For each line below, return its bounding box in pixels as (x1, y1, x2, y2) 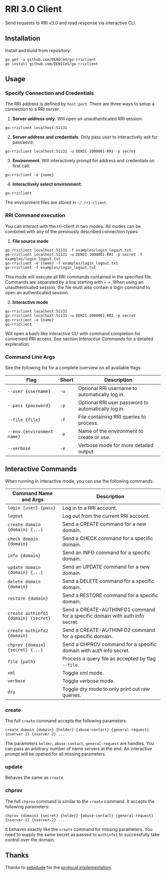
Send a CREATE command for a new (62, 520, 147, 527)
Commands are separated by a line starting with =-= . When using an (5, 279, 144, 285)
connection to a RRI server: (5, 106, 61, 112)
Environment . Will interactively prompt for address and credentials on (12, 158, 155, 164)
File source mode (12, 238, 49, 244)
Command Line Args (5, 353, 55, 360)
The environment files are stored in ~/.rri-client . (5, 199, 108, 205)
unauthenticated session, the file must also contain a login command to (5, 284, 150, 290)
